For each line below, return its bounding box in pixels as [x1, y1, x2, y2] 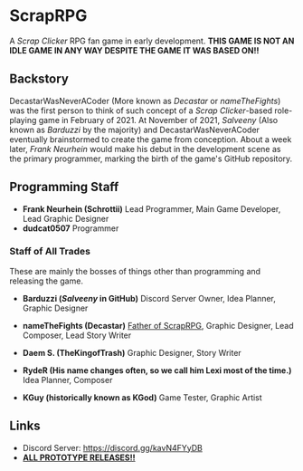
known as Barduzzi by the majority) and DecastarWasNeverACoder [9, 124, 260, 135]
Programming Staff [9, 179, 119, 195]
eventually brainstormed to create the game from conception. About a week [9, 133, 292, 145]
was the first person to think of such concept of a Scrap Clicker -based [9, 105, 273, 116]
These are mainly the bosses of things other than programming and [9, 265, 260, 276]
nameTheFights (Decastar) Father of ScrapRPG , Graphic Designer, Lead [22, 320, 294, 331]
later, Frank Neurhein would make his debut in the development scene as [9, 143, 281, 154]
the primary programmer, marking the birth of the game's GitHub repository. [9, 153, 293, 164]
